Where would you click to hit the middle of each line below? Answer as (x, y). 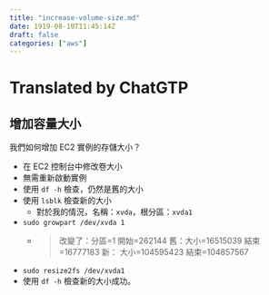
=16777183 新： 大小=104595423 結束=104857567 (154, 252)
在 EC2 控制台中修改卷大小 (72, 167)
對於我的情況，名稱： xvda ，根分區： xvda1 (115, 212)
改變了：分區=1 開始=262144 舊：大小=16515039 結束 (159, 241)
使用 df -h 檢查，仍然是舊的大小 (83, 189)
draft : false (34, 34)
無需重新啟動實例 (55, 178)
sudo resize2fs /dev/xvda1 (74, 271)
